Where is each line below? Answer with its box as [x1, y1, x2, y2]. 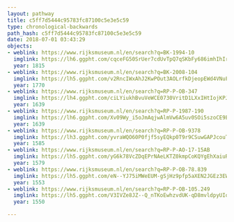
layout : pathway [7, 10, 54, 17]
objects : [7, 43, 33, 50]
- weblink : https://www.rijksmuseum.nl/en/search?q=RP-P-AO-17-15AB [7, 147, 210, 154]
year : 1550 [13, 198, 45, 206]
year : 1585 [13, 140, 45, 147]
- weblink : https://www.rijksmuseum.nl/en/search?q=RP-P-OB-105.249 [7, 186, 210, 193]
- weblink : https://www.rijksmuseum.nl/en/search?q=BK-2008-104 [7, 68, 198, 75]
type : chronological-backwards [7, 23, 98, 30]
